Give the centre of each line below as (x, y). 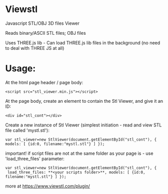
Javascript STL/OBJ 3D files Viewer (42, 23)
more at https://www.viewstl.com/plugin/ (48, 186)
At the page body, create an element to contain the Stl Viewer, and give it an (84, 101)
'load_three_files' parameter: (35, 158)
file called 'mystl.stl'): (27, 130)
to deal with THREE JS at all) (35, 48)
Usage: (21, 69)
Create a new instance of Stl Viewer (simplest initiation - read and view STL (84, 125)
